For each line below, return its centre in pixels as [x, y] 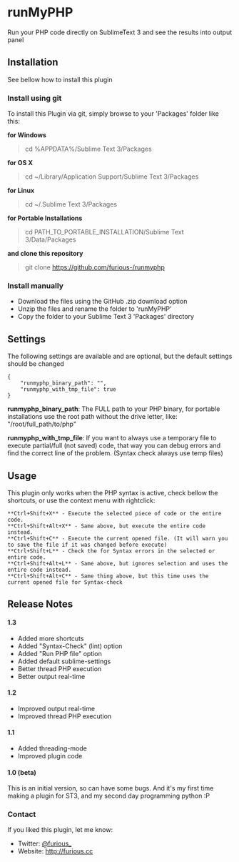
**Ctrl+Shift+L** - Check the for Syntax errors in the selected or [111, 551]
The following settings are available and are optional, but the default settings [120, 356]
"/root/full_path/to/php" [42, 424]
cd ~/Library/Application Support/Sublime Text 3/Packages [112, 177]
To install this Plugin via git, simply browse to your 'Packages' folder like [113, 114]
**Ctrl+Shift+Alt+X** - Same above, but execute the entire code [106, 526]
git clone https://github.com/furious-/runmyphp [95, 267]
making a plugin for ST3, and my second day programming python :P [109, 796]
